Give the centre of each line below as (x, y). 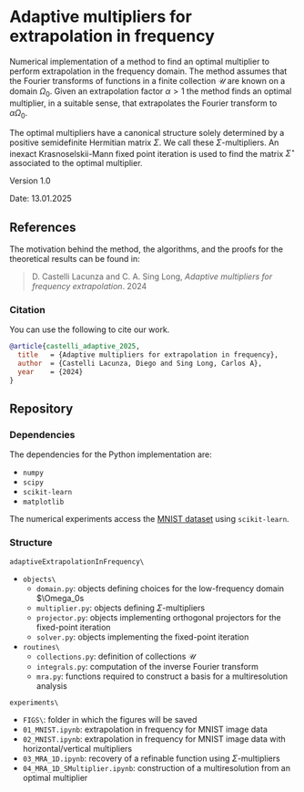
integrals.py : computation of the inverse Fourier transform (147, 666)
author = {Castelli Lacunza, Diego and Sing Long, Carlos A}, (140, 364)
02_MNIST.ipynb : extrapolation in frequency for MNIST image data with (154, 739)
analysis (52, 685)
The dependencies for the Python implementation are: (111, 454)
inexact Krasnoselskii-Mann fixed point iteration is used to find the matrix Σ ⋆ (152, 152)
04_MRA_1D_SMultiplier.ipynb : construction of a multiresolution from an (157, 767)
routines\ (41, 647)
